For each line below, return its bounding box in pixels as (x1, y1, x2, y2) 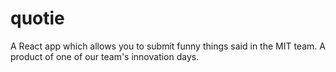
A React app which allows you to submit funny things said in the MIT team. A (10, 40, 326, 52)
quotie (10, 7, 65, 30)
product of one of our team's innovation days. (10, 50, 200, 62)
